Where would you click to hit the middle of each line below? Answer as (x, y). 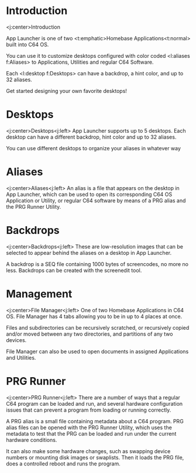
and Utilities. (21, 357)
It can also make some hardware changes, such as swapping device (88, 451)
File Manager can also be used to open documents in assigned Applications (97, 351)
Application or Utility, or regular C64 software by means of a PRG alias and (96, 201)
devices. (16, 340)
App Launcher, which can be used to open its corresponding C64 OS (89, 194)
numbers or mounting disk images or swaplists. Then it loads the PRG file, (95, 457)
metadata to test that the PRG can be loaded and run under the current (91, 433)
